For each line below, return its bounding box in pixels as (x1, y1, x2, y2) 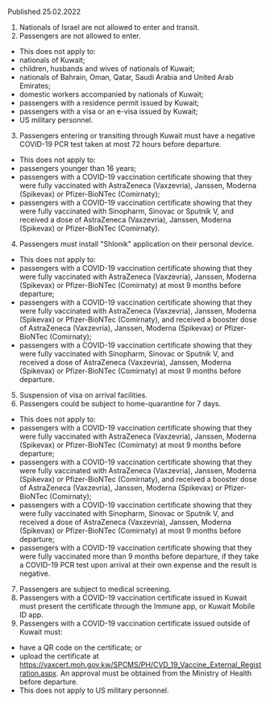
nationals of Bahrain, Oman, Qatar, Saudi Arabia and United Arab (19, 73, 235, 81)
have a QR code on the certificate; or (19, 643, 143, 652)
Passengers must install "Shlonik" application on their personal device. (19, 239, 255, 248)
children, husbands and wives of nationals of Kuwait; (19, 64, 195, 73)
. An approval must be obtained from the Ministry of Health (56, 668, 251, 678)
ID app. (19, 610, 44, 619)
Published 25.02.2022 (7, 7, 81, 16)
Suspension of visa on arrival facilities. (19, 390, 148, 400)
